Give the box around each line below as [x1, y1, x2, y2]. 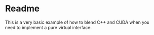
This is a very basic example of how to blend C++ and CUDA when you [5, 19, 150, 25]
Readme [5, 3, 40, 14]
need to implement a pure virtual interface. [5, 24, 92, 30]
